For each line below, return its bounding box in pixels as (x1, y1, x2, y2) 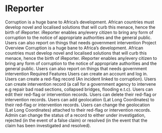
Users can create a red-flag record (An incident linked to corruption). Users (5, 76, 157, 82)
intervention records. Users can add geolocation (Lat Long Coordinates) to (5, 96, 155, 102)
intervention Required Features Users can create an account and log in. (5, 71, 148, 76)
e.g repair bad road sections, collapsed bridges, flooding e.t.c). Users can (5, 86, 153, 92)
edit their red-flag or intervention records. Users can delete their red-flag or (5, 91, 157, 97)
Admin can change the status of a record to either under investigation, (5, 112, 146, 118)
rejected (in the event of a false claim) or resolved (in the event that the (5, 117, 147, 123)
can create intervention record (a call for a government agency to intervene (5, 81, 156, 87)
